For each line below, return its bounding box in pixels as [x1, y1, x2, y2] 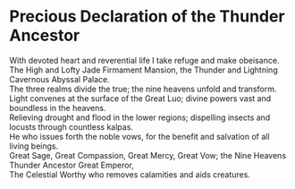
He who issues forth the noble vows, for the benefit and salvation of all [9, 131, 270, 142]
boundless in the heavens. [9, 102, 106, 113]
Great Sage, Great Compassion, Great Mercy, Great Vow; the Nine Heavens [9, 150, 287, 160]
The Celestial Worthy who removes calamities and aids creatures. [9, 168, 250, 180]
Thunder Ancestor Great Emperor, [9, 159, 134, 170]
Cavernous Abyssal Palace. [9, 73, 110, 84]
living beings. [9, 141, 59, 151]
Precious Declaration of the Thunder [9, 6, 285, 27]
